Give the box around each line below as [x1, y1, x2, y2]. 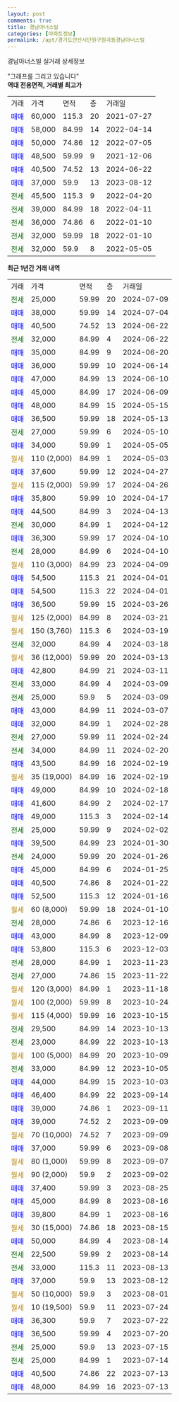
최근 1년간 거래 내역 [7, 264, 61, 272]
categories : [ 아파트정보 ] [7, 30, 76, 37]
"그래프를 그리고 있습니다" [7, 72, 80, 81]
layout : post [7, 10, 46, 18]
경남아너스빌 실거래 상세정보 [7, 57, 85, 66]
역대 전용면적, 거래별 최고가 [7, 81, 82, 89]
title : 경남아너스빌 [7, 23, 58, 30]
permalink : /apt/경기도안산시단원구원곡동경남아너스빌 [7, 37, 145, 44]
